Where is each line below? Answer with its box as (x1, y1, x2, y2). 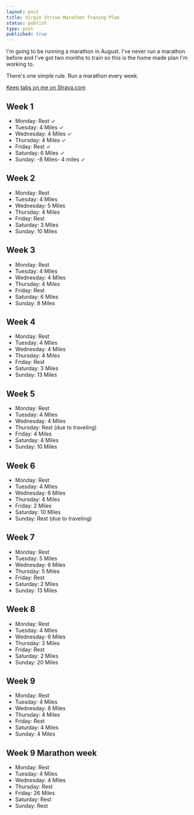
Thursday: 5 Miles (14, 567, 60, 575)
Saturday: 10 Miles (14, 508, 61, 516)
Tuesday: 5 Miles (14, 555, 57, 562)
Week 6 (6, 460, 36, 470)
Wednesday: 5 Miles (14, 202, 66, 209)
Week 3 (6, 245, 36, 255)
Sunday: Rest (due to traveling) (14, 515, 92, 522)
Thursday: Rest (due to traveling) (14, 424, 97, 431)
